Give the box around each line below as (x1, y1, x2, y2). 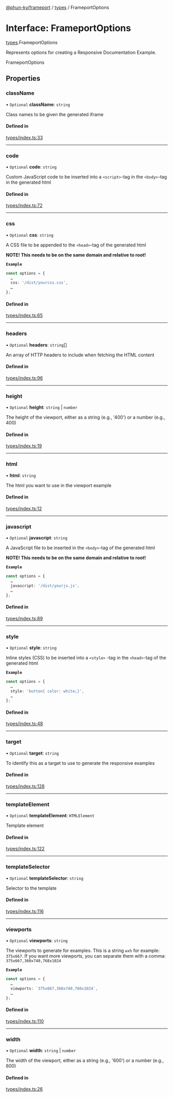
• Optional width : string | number (6, 1048, 76, 1054)
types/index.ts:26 (6, 1086, 43, 1092)
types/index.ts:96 (6, 375, 43, 381)
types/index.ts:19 (6, 443, 42, 449)
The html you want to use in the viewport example (6, 482, 112, 488)
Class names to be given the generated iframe (6, 111, 104, 117)
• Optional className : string (6, 101, 70, 107)
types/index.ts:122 (6, 846, 45, 852)
